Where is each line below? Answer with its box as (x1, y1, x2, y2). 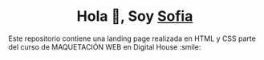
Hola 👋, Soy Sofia (76, 7, 193, 26)
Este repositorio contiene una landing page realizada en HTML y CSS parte (8, 34, 257, 43)
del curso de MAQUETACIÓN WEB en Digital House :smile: (8, 42, 201, 51)
